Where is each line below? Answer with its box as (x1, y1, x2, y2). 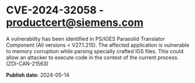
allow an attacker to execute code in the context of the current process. (6, 54, 179, 61)
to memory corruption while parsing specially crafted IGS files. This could (6, 47, 184, 54)
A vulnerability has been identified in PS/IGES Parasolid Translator (6, 35, 165, 42)
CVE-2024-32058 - (6, 4, 104, 17)
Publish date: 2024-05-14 (6, 71, 70, 78)
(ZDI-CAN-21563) (6, 60, 49, 67)
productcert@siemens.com (6, 16, 143, 29)
